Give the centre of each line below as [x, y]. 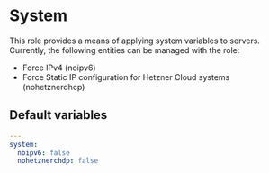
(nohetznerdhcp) [54, 86]
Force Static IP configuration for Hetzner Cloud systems [126, 77]
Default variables [58, 115]
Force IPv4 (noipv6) [59, 68]
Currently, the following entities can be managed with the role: [125, 50]
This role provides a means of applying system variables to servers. [135, 41]
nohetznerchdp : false [58, 161]
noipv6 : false [44, 153]
